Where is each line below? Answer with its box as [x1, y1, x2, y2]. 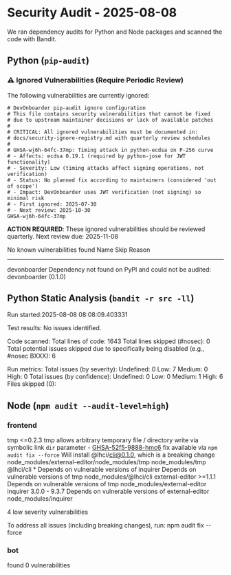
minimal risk [7, 195, 45, 202]
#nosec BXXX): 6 [7, 352, 56, 360]
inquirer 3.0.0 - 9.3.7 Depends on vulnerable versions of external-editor [7, 487, 210, 496]
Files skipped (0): [7, 380, 56, 388]
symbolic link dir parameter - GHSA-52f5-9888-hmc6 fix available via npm [7, 444, 218, 452]
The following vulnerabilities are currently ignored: [7, 91, 150, 99]
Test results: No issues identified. [7, 324, 102, 332]
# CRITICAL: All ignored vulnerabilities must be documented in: [7, 129, 198, 135]
